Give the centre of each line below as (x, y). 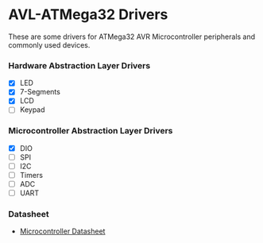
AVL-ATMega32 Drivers (88, 15)
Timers (31, 175)
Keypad (32, 110)
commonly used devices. (49, 44)
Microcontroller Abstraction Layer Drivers (91, 131)
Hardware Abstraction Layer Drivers (79, 65)
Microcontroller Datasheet (62, 231)
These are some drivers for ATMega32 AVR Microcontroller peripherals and (132, 37)
